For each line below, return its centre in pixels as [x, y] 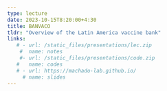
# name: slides [44, 77]
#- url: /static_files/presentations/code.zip [87, 58]
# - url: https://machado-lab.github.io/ [76, 70]
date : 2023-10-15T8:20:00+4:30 [52, 20]
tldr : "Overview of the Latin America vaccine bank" [84, 32]
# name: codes [40, 64]
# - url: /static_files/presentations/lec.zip [84, 45]
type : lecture [27, 13]
